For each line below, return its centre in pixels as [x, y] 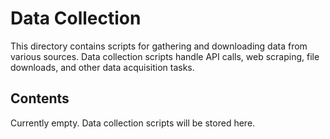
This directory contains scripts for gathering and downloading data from [159, 46]
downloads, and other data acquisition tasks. [102, 67]
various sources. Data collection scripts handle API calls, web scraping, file [165, 56]
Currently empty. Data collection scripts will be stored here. [133, 123]
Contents [40, 98]
